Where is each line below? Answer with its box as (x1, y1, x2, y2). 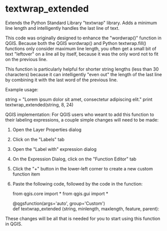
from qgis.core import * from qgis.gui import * (12, 190, 108, 197)
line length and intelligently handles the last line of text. (5, 25, 120, 31)
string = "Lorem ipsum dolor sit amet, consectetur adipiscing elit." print (5, 96, 153, 102)
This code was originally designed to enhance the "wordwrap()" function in (5, 35, 161, 41)
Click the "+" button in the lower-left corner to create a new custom (12, 165, 153, 171)
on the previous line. (5, 56, 48, 62)
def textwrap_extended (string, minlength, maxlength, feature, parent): (12, 205, 159, 212)
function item (12, 171, 40, 177)
